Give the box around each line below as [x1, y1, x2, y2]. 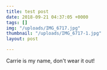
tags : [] [6, 19, 28, 25]
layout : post [6, 36, 38, 42]
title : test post [6, 8, 49, 15]
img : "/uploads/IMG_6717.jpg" [6, 25, 81, 31]
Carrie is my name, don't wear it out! [6, 57, 95, 64]
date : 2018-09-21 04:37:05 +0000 [6, 14, 89, 20]
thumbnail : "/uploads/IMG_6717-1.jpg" [6, 31, 102, 36]
